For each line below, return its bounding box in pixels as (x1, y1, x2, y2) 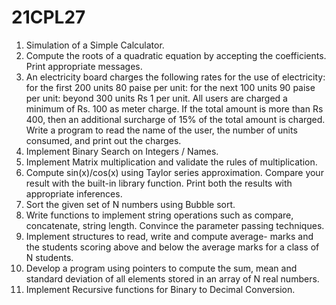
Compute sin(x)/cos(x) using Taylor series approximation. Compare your (25, 166, 324, 178)
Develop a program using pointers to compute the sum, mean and (25, 262, 298, 274)
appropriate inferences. (25, 187, 123, 200)
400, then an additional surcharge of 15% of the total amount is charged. (25, 113, 326, 125)
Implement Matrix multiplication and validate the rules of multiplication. (25, 156, 318, 168)
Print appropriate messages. (25, 60, 143, 72)
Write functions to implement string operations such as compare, (25, 209, 294, 221)
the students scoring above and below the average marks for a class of (25, 241, 320, 253)
